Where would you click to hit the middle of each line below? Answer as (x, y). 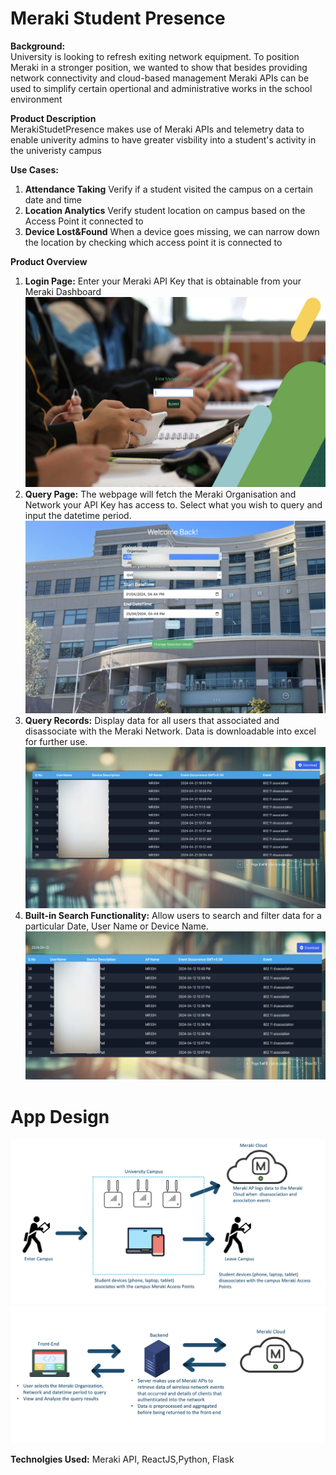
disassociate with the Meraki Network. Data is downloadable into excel (170, 731)
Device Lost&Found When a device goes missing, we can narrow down (172, 231)
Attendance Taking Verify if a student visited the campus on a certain (169, 189)
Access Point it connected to (84, 221)
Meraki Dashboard (63, 291)
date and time (53, 199)
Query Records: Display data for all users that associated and (152, 721)
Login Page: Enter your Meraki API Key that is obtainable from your (163, 281)
